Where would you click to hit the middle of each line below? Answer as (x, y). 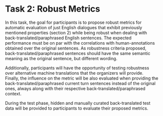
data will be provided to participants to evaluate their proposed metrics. (77, 108)
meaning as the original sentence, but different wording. (61, 58)
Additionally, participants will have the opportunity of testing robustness (77, 68)
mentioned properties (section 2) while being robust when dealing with (76, 33)
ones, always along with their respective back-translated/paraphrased (75, 88)
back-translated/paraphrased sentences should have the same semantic (78, 53)
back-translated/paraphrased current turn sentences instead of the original (80, 83)
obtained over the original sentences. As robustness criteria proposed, (76, 48)
